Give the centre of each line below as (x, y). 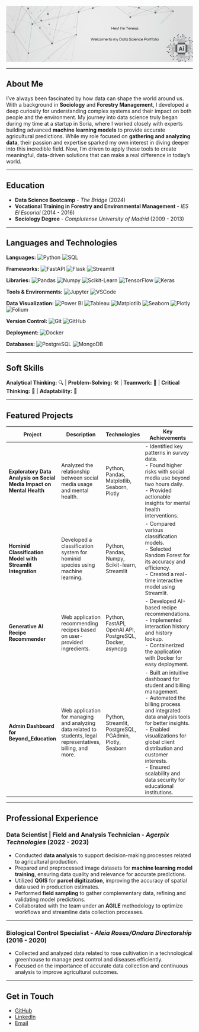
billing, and (75, 748)
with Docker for (164, 658)
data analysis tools (168, 717)
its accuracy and (165, 562)
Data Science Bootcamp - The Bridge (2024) (70, 200)
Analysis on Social (32, 478)
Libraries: (18, 280)
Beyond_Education (32, 739)
